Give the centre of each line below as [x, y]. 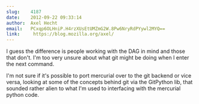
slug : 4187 [24, 12]
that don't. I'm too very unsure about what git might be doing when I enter [98, 58]
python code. [23, 95]
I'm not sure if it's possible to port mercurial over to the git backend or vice [99, 76]
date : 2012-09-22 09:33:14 [44, 17]
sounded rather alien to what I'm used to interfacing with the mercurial [93, 88]
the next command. [30, 64]
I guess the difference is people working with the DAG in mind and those [96, 51]
